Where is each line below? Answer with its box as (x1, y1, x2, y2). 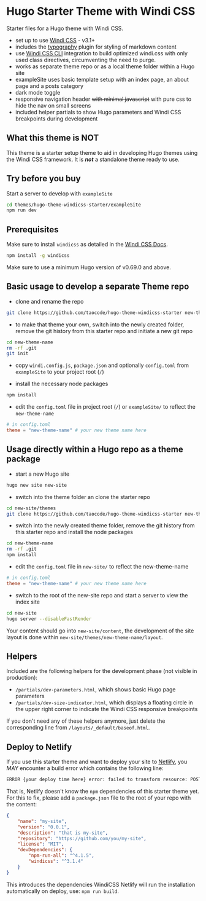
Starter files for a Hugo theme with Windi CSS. (6, 25, 124, 32)
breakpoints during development (15, 115, 98, 122)
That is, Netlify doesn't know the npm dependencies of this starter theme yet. (6, 788, 199, 795)
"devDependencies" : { (17, 847, 72, 853)
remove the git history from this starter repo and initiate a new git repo (15, 327, 193, 334)
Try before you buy (6, 173, 81, 184)
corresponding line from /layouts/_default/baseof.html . (6, 724, 150, 731)
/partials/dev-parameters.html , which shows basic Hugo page (15, 686, 176, 693)
